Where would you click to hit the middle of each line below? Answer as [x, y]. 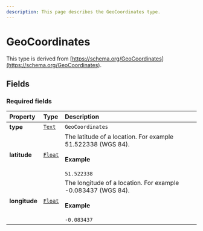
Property [22, 117]
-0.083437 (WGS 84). [97, 190]
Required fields [29, 101]
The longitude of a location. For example [122, 183]
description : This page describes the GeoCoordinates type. [84, 12]
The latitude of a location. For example [119, 137]
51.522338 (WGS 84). [97, 145]
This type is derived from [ [39, 59]
